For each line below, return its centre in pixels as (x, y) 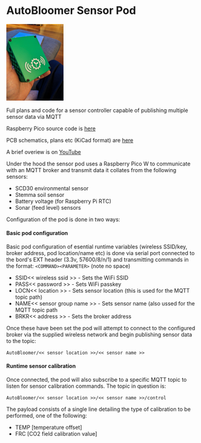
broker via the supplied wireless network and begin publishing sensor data (99, 335)
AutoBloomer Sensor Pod (71, 11)
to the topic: (21, 341)
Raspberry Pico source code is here (51, 128)
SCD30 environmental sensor (52, 188)
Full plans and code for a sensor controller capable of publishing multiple (97, 110)
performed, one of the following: (47, 415)
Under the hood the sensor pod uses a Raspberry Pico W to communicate (98, 164)
